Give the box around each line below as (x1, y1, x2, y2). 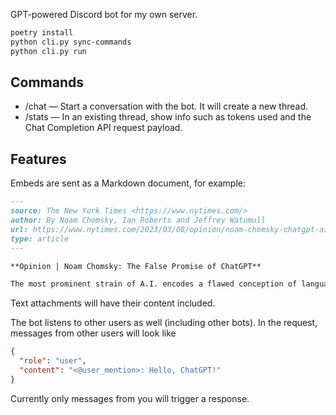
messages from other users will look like (10, 327, 177, 339)
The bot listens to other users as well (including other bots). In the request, (10, 317, 318, 329)
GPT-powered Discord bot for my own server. (10, 9, 198, 20)
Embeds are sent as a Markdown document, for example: (10, 177, 247, 189)
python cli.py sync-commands (10, 37, 132, 47)
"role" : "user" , (19, 356, 87, 366)
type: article (10, 234, 70, 244)
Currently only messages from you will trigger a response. (10, 392, 250, 404)
